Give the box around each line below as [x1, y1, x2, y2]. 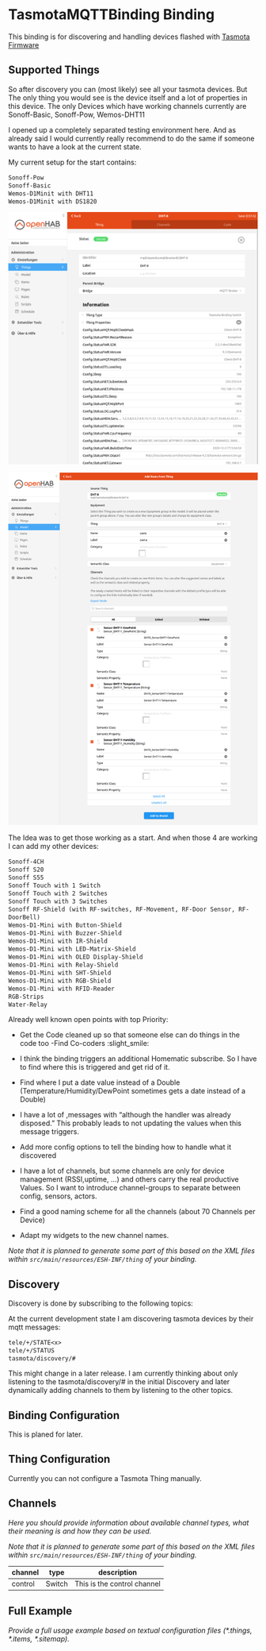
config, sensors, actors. [19, 1191, 97, 1201]
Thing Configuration [8, 1452, 111, 1466]
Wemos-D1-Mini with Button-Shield [8, 921, 123, 930]
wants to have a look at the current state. [8, 141, 142, 152]
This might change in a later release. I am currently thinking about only [8, 1368, 238, 1379]
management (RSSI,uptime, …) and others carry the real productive [19, 1175, 239, 1184]
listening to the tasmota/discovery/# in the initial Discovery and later [8, 1377, 230, 1387]
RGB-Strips [8, 993, 44, 1001]
